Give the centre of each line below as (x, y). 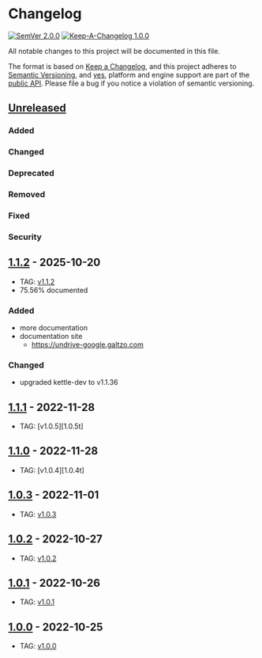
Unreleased (37, 108)
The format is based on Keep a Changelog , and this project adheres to (122, 66)
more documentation (54, 327)
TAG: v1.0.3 (38, 514)
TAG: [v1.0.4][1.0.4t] (52, 470)
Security (25, 237)
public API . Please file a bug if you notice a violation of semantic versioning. (131, 83)
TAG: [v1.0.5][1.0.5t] (52, 426)
